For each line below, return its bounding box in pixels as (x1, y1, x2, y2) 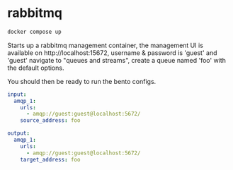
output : (7, 130, 30, 137)
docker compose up (7, 28, 62, 35)
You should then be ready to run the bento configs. (7, 77, 157, 85)
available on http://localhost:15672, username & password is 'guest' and (7, 48, 217, 57)
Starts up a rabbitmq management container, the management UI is (7, 41, 204, 49)
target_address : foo (20, 156, 81, 163)
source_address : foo (20, 117, 81, 124)
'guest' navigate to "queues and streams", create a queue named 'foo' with (7, 56, 227, 64)
